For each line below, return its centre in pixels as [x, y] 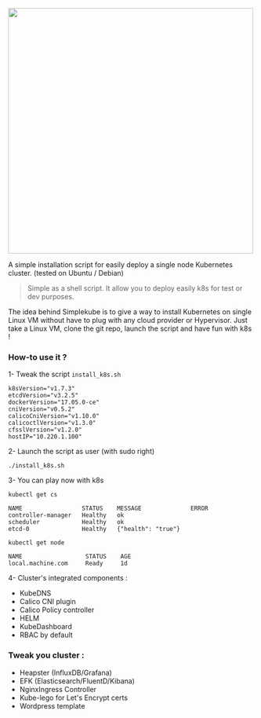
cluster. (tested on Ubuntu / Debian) [66, 273]
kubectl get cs [33, 495]
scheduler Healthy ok [66, 522]
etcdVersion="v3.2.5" [43, 396]
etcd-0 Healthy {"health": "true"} [94, 529]
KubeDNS [35, 593]
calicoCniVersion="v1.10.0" [54, 416]
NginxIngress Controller [58, 689]
